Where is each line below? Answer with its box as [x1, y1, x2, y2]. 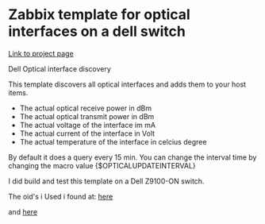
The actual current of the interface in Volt [19, 129, 156, 138]
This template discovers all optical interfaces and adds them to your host [8, 79, 247, 89]
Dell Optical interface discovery [8, 64, 111, 73]
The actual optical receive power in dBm [19, 103, 152, 113]
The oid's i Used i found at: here [8, 191, 113, 201]
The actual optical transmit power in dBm [19, 111, 155, 121]
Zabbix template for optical [8, 6, 190, 24]
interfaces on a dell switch [8, 22, 186, 41]
